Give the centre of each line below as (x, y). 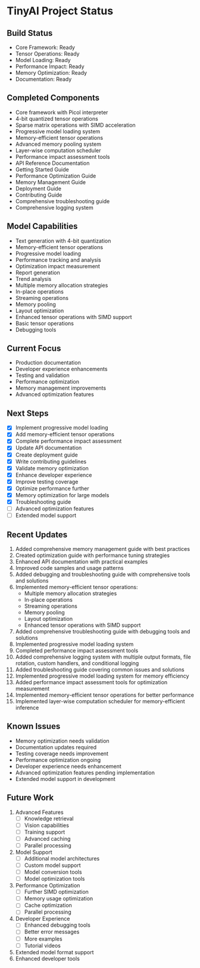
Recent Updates (37, 534)
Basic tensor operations (44, 323)
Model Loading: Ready (43, 60)
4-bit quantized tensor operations (57, 118)
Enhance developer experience (54, 475)
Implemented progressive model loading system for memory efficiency (102, 676)
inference (27, 707)
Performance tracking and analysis (58, 260)
